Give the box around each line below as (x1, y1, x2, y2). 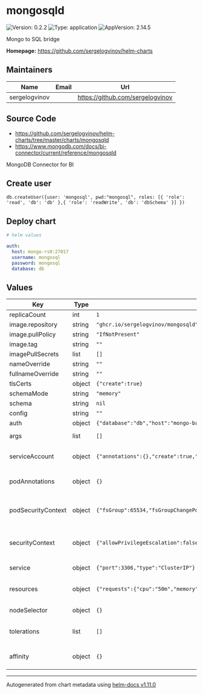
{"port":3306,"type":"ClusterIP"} (96, 564, 195, 572)
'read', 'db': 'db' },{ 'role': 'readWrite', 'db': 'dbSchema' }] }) (6, 199, 185, 206)
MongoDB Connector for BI (6, 161, 74, 168)
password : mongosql (11, 260, 61, 266)
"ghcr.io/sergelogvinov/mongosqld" (96, 321, 199, 328)
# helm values (6, 232, 42, 238)
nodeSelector (9, 606, 48, 615)
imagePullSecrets (9, 350, 59, 358)
